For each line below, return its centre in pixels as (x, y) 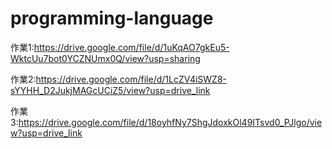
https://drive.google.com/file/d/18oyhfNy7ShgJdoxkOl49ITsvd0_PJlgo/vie (170, 122)
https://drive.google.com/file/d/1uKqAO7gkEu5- (131, 47)
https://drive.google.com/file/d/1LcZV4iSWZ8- (131, 79)
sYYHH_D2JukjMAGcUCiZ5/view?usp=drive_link (110, 90)
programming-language (112, 18)
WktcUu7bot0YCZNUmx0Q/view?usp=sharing (105, 58)
